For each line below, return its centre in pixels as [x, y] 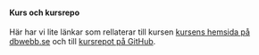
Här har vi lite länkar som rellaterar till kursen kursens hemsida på [129, 32]
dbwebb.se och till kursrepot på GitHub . [83, 42]
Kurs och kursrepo [45, 12]
